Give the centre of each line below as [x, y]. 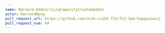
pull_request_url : [24, 18]
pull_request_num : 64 [27, 23]
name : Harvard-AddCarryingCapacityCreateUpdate [55, 9]
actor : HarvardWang [25, 14]
